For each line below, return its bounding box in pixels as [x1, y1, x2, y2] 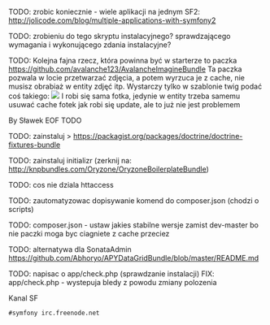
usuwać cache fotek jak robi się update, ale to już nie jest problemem [8, 100, 241, 109]
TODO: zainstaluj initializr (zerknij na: [8, 156, 132, 165]
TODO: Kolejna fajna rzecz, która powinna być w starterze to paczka [8, 56, 237, 65]
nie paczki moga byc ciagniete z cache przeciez [8, 229, 170, 238]
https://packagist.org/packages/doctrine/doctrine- [72, 132, 243, 141]
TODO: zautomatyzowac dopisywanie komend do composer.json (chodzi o [8, 196, 259, 206]
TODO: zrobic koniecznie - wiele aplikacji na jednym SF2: [8, 7, 201, 16]
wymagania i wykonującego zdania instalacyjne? [8, 40, 172, 50]
